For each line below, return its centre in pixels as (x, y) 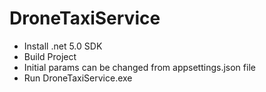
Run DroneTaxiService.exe (78, 78)
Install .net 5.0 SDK (63, 46)
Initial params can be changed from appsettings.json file (139, 67)
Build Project (50, 56)
